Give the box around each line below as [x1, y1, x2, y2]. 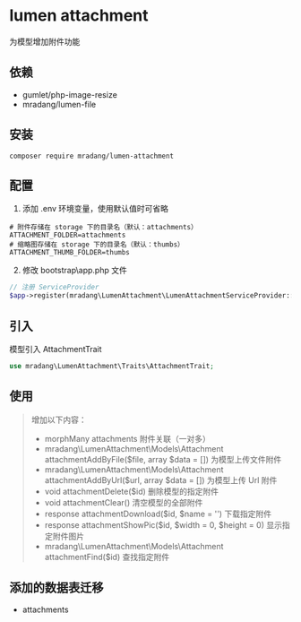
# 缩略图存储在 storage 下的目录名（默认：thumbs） [9, 240, 185, 249]
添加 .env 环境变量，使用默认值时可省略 [21, 203, 168, 214]
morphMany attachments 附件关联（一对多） [44, 433, 211, 444]
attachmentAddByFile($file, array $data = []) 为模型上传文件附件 [44, 454, 282, 464]
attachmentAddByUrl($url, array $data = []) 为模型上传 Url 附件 [44, 474, 278, 485]
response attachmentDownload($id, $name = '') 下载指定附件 [44, 508, 271, 519]
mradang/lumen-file [21, 99, 97, 109]
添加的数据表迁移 [9, 580, 104, 596]
